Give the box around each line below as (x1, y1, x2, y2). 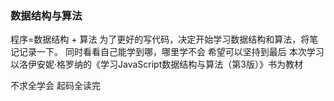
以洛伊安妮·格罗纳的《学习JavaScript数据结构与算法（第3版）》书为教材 (10, 58, 303, 71)
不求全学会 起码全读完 (10, 80, 101, 92)
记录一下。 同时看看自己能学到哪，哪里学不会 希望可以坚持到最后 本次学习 (18, 46, 325, 58)
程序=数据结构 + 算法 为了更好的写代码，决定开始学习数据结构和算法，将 (10, 33, 310, 46)
